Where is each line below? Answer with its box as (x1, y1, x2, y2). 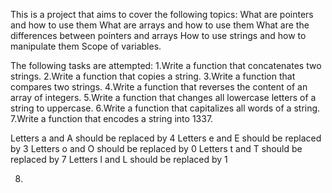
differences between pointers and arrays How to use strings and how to (10, 30, 307, 41)
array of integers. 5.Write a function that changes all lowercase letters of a (10, 92, 317, 103)
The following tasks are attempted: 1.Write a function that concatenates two (10, 60, 322, 71)
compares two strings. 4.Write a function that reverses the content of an (10, 81, 308, 93)
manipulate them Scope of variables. (10, 40, 162, 52)
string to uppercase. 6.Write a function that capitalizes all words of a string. (10, 102, 321, 114)
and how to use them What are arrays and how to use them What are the (10, 19, 310, 31)
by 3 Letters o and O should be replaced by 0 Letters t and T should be (10, 143, 303, 154)
